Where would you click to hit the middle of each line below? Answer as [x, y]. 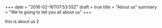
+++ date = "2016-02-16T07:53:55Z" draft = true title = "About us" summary [81, 7]
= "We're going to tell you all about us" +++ [48, 12]
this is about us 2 [22, 21]
